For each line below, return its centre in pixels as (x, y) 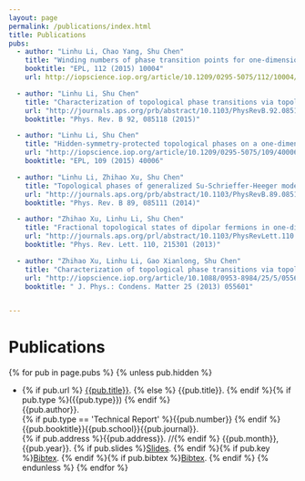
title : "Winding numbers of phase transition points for (135, 60)
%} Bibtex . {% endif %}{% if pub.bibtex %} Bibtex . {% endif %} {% (145, 458)
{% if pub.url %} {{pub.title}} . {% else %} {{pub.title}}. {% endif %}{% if (157, 390)
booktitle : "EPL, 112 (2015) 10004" (95, 69)
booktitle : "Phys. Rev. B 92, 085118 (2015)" (113, 119)
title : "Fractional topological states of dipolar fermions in (147, 228)
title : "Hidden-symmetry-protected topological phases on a (141, 144)
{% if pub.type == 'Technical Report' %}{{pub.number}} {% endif (144, 419)
